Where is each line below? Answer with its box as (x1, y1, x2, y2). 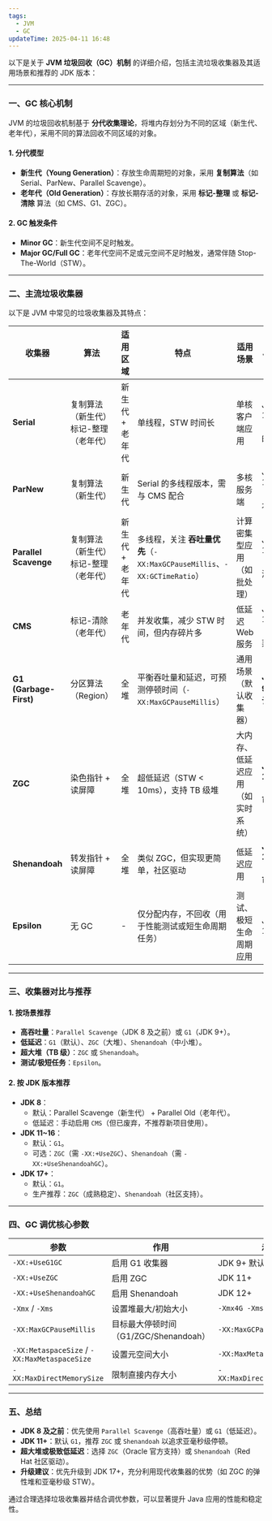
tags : (8, 11, 27, 20)
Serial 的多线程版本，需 (137, 478, 227, 490)
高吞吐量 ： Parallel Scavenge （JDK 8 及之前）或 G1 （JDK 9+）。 (19, 1027, 235, 1037)
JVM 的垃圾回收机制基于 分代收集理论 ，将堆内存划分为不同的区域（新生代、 (8, 118, 262, 127)
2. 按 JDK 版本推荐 (8, 1078, 70, 1087)
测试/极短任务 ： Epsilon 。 (19, 1057, 106, 1068)
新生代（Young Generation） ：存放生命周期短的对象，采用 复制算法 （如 (19, 167, 259, 177)
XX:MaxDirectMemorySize (12, 1373, 104, 1383)
